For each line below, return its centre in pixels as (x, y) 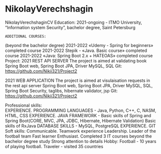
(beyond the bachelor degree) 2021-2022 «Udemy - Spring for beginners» (79, 45)
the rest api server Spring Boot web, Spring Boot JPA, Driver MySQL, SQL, (79, 85)
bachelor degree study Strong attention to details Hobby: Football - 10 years (81, 141)
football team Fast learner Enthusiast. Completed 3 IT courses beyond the (79, 136)
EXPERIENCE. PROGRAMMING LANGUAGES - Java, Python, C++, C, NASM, (81, 110)
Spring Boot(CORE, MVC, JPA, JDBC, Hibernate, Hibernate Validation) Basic (80, 121)
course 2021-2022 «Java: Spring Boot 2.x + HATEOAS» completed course (79, 55)
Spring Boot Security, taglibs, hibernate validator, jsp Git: (61, 91)
